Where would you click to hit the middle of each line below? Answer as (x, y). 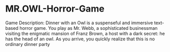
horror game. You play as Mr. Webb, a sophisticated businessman (89, 28)
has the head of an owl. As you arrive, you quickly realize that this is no (80, 39)
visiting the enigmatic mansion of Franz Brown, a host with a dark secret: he (85, 33)
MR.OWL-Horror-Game (55, 9)
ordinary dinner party (28, 44)
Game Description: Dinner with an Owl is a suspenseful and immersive (79, 23)
